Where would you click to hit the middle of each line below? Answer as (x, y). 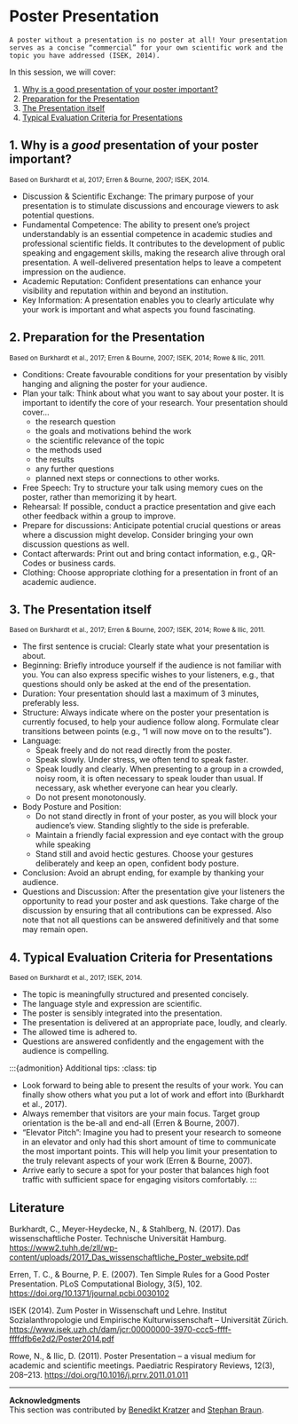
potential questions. (58, 215)
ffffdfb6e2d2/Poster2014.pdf (62, 1339)
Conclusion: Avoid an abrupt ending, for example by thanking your (143, 873)
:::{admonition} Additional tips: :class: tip (83, 1068)
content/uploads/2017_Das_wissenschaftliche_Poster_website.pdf (129, 1257)
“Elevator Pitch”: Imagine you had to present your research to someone (152, 1133)
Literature (37, 1208)
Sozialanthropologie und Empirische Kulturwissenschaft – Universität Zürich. (149, 1320)
